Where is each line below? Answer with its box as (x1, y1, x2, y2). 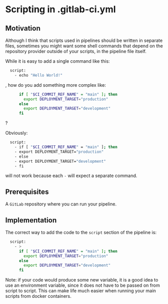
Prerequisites (5, 187, 49, 196)
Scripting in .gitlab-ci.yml (5, 4, 116, 15)
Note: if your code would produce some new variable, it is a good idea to (5, 277, 158, 283)
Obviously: (5, 130, 28, 136)
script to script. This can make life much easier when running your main (5, 288, 156, 294)
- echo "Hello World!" (14, 72, 63, 78)
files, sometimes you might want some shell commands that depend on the (5, 43, 163, 49)
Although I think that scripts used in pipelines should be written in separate (5, 37, 163, 43)
